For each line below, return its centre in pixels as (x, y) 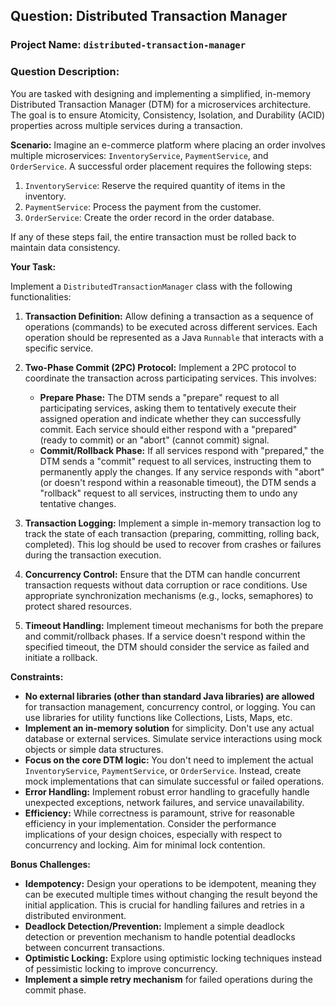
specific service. (59, 348)
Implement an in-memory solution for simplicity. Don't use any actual (169, 728)
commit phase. (55, 990)
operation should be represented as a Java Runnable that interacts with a (174, 337)
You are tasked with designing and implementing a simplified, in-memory (161, 93)
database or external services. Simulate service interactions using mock (173, 738)
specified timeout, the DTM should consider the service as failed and (167, 646)
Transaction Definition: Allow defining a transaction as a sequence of (169, 316)
